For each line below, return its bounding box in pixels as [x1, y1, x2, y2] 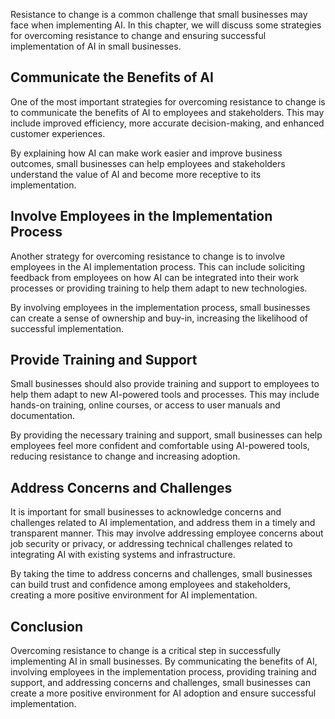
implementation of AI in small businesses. [10, 40, 182, 52]
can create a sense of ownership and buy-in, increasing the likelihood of [10, 312, 308, 324]
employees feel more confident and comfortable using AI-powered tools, [10, 440, 310, 452]
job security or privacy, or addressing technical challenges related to [10, 538, 293, 550]
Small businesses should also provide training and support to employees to [10, 378, 320, 390]
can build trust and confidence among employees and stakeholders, [10, 579, 291, 591]
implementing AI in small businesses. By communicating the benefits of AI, [10, 655, 318, 668]
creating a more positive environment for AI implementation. [10, 589, 258, 601]
